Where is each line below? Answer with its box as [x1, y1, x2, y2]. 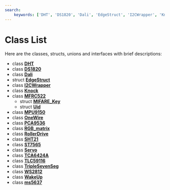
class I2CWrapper [12, 82, 51, 88]
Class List [5, 34, 47, 46]
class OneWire [12, 115, 44, 121]
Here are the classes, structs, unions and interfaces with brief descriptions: [5, 51, 162, 57]
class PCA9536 [12, 120, 46, 126]
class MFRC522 [12, 93, 46, 99]
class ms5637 [12, 179, 43, 185]
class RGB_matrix [12, 125, 50, 132]
